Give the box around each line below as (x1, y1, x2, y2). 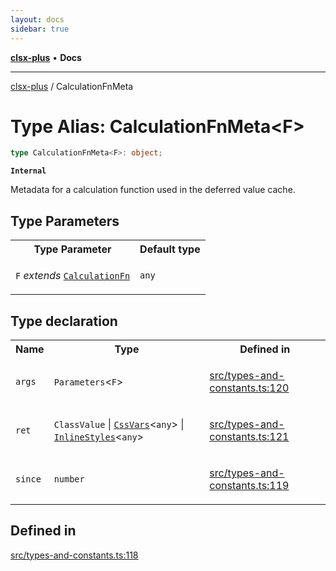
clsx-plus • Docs (10, 51, 82, 63)
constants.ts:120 (209, 381, 290, 395)
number (53, 473, 85, 485)
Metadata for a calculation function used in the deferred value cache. (10, 184, 296, 196)
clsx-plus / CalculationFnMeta (10, 80, 134, 92)
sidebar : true (10, 24, 70, 34)
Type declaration (10, 312, 118, 330)
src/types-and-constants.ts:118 (10, 549, 139, 561)
